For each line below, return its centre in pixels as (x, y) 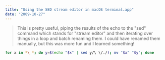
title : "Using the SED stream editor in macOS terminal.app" (70, 10)
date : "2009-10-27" (25, 14)
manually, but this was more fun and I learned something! (76, 43)
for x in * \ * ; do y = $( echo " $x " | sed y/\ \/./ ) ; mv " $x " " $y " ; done (80, 52)
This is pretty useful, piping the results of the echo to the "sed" (82, 28)
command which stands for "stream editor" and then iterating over (85, 33)
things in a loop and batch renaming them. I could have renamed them (89, 38)
